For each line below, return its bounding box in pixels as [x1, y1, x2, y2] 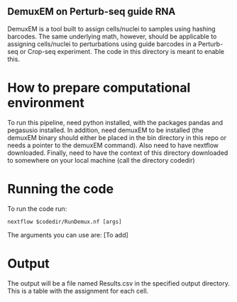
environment [7, 95, 85, 111]
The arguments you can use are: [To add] [7, 230, 129, 239]
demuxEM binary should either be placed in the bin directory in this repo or [7, 133, 227, 141]
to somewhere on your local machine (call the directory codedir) [7, 156, 195, 164]
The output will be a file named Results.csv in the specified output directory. [7, 279, 231, 287]
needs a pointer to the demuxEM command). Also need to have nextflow [7, 141, 219, 149]
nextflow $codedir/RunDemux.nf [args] [7, 218, 122, 225]
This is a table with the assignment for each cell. [7, 286, 149, 295]
